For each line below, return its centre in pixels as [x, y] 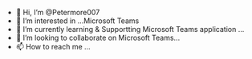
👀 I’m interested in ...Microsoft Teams [77, 21]
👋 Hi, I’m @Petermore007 [58, 12]
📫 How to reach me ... [53, 47]
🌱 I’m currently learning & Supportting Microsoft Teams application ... [130, 29]
